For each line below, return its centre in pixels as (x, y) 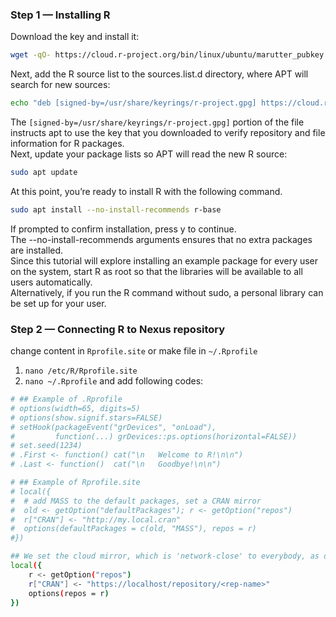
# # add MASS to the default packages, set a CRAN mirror (136, 501)
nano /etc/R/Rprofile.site (81, 371)
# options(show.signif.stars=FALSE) (86, 418)
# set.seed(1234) (46, 446)
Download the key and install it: (75, 37)
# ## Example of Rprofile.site (75, 483)
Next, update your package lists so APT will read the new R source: (149, 154)
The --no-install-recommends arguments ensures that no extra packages (161, 239)
